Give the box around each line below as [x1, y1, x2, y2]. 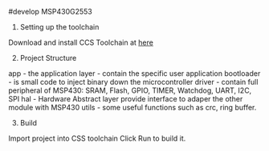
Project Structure [19, 54, 77, 62]
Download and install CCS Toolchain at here [8, 38, 154, 47]
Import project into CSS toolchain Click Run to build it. [8, 133, 186, 143]
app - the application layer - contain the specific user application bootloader [8, 69, 261, 78]
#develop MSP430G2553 [8, 7, 92, 16]
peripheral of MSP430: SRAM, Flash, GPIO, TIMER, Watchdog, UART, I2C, [8, 85, 252, 95]
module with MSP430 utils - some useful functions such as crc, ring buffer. [8, 103, 257, 112]
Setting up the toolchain [19, 22, 100, 31]
